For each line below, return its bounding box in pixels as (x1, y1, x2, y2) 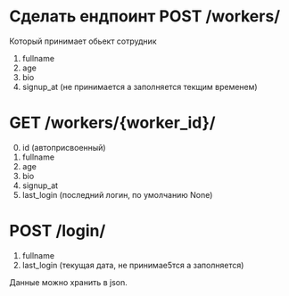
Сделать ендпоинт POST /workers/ (9, 6, 281, 27)
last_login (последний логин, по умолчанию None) (21, 189, 213, 200)
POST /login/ (9, 221, 106, 242)
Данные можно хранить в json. (9, 276, 128, 287)
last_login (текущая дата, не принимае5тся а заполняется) (21, 259, 244, 270)
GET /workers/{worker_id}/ (9, 113, 216, 133)
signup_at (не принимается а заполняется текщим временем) (21, 81, 258, 92)
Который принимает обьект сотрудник (9, 36, 157, 46)
